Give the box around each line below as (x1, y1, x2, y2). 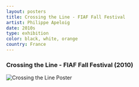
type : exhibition (6, 31, 49, 36)
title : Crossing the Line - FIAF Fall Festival (6, 14, 126, 20)
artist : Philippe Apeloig (6, 19, 70, 25)
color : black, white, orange (6, 36, 78, 42)
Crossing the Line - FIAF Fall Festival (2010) (6, 61, 134, 69)
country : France (6, 42, 46, 48)
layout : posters (6, 8, 46, 15)
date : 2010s (6, 25, 35, 31)
